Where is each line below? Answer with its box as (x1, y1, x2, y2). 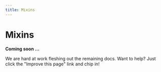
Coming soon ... (5, 46, 39, 52)
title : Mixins (5, 7, 35, 13)
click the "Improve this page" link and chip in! (5, 61, 100, 67)
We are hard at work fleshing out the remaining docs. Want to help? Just (5, 55, 156, 61)
